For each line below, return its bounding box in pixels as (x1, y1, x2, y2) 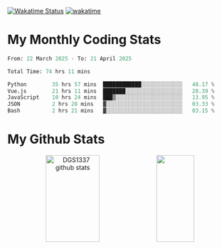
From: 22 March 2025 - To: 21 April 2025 (7, 55, 132, 62)
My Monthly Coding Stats (7, 32, 162, 48)
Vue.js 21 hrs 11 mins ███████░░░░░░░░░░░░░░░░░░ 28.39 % (7, 88, 215, 95)
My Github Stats (7, 132, 105, 147)
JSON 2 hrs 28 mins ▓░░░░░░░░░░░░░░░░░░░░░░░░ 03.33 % (7, 100, 215, 108)
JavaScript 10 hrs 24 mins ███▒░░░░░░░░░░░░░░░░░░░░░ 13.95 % (7, 94, 215, 101)
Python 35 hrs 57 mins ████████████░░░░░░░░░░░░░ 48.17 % (7, 80, 215, 88)
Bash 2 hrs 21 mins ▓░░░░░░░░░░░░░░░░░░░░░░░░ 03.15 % (7, 107, 215, 115)
